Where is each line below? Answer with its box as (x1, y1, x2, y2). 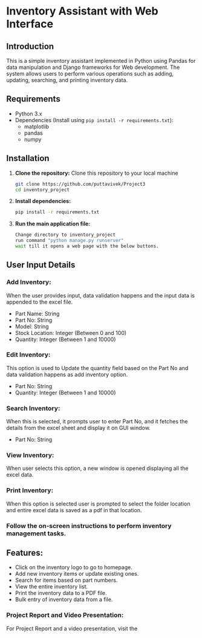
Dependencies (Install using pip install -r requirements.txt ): (15, 116, 174, 123)
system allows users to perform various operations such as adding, (6, 70, 174, 77)
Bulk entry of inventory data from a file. (15, 596, 113, 603)
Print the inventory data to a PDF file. (15, 590, 107, 597)
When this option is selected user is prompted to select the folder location (6, 500, 191, 507)
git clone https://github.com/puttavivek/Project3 (15, 181, 146, 187)
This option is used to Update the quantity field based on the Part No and (6, 364, 189, 371)
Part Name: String (15, 310, 60, 317)
